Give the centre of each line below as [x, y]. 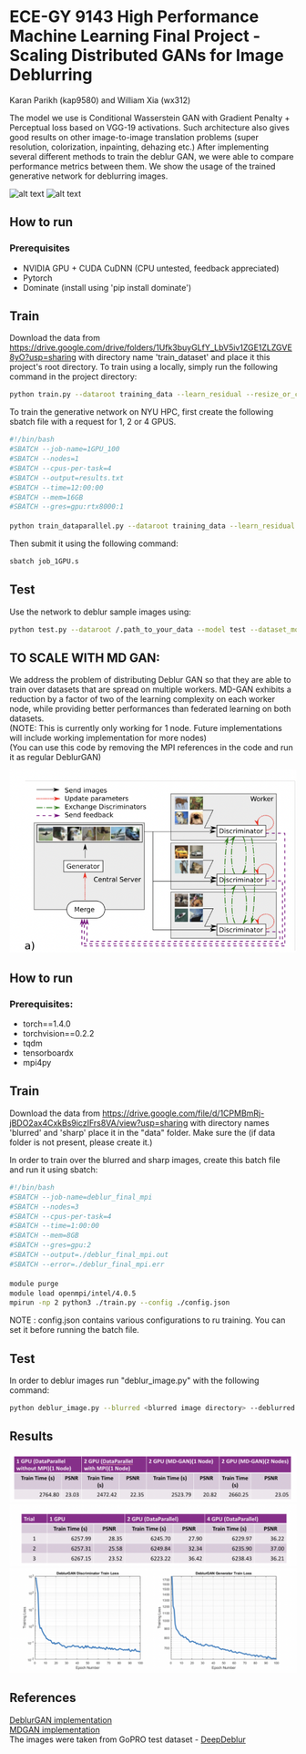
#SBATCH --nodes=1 [44, 459]
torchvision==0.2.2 [58, 1034]
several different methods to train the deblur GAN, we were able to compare [152, 156]
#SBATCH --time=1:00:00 [55, 1226]
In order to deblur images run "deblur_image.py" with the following [134, 1381]
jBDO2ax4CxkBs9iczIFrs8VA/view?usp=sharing [99, 1122]
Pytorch [37, 278]
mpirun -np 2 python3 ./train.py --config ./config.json [120, 1303]
